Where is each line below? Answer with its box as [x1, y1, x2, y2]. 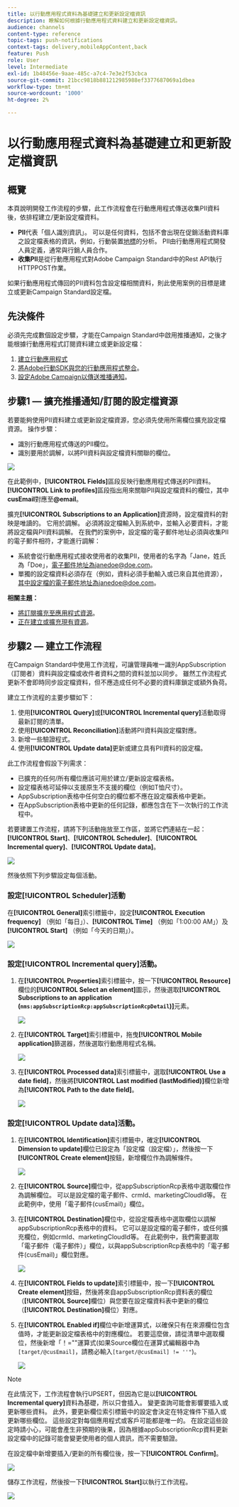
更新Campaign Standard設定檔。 [19, 287, 116, 296]
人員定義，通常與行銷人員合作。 [17, 246, 111, 254]
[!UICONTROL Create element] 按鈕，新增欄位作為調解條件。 [17, 1153, 197, 1162]
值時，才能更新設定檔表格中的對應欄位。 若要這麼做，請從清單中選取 [17, 1330, 218, 1338]
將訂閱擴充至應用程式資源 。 [17, 608, 99, 617]
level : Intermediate [7, 63, 69, 70]
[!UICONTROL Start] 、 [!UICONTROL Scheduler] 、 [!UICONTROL [7, 834, 198, 842]
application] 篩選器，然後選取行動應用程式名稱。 [17, 1040, 160, 1048]
